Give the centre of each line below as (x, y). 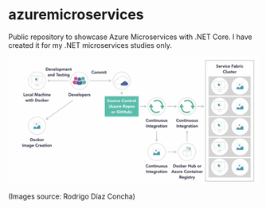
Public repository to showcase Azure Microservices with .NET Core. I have (130, 37)
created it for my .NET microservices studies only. (90, 45)
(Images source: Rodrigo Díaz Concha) (72, 196)
